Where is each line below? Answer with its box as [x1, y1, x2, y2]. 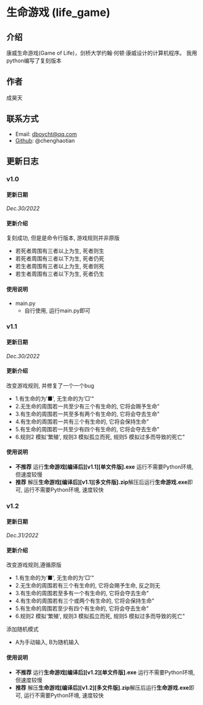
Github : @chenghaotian [15, 137, 75, 144]
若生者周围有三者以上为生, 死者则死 [15, 263, 105, 270]
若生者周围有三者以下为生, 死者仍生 [15, 270, 105, 277]
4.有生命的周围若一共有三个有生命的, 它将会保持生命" [15, 418, 149, 425]
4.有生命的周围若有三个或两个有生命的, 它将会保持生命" [15, 597, 155, 605]
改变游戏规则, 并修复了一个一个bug [6, 382, 95, 389]
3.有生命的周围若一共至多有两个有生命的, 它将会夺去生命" [15, 410, 160, 417]
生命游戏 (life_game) [6, 6, 111, 20]
